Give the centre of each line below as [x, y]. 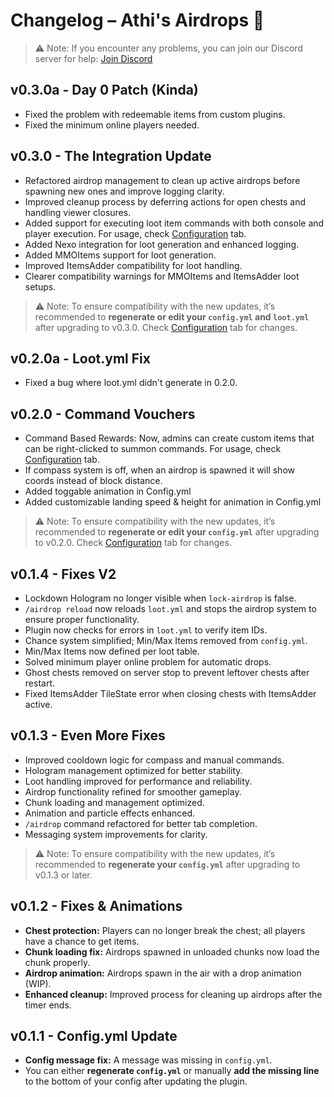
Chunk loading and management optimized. [114, 802]
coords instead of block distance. [93, 481]
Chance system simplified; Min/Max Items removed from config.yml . [166, 640]
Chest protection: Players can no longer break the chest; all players [165, 930]
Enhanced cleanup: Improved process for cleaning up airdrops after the [173, 994]
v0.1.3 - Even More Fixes [88, 735]
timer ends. [48, 1005]
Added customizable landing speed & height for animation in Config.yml [173, 502]
